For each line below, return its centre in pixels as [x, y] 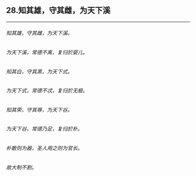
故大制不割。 [21, 167]
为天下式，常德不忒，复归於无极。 [47, 91]
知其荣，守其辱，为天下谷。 [39, 110]
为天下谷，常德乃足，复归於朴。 [44, 129]
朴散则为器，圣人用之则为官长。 [44, 148]
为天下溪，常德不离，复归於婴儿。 [47, 52]
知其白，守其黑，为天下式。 [39, 71]
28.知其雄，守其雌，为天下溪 [58, 10]
